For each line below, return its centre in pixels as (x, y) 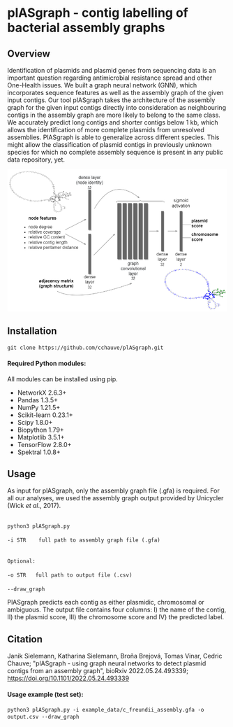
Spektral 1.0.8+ (39, 452)
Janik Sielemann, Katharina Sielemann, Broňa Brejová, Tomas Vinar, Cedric (115, 656)
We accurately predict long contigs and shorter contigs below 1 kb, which (113, 122)
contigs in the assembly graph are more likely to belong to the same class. (114, 115)
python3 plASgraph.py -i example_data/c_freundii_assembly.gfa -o (106, 710)
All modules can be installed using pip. (63, 379)
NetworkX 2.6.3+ (42, 393)
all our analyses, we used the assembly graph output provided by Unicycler (115, 498)
